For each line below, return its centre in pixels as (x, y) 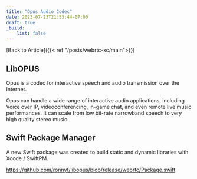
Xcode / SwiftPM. (27, 158)
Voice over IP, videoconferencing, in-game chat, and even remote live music (99, 107)
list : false (31, 34)
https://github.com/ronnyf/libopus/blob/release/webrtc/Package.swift (91, 170)
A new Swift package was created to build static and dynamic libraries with (97, 152)
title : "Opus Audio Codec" (39, 11)
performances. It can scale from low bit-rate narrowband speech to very (94, 113)
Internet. (17, 89)
